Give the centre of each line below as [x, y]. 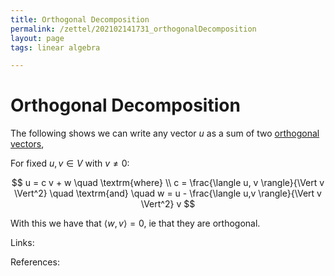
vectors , [27, 144]
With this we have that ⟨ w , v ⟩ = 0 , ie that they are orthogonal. [135, 223]
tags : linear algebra [55, 47]
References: [35, 262]
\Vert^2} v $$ [168, 204]
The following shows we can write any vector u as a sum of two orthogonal [165, 133]
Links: [22, 243]
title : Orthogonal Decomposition [80, 19]
